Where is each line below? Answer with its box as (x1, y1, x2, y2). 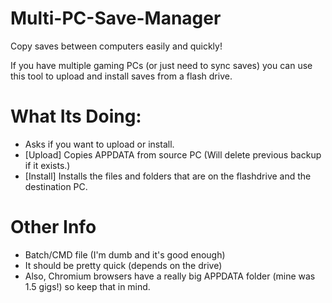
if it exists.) (24, 159, 71, 171)
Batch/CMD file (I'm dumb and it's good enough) (24, 248, 226, 261)
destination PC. (24, 180, 88, 192)
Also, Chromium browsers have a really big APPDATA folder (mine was (24, 270, 316, 282)
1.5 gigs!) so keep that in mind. (24, 280, 151, 292)
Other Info (10, 216, 97, 239)
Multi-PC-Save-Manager (10, 7, 222, 30)
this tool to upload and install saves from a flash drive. (10, 70, 233, 82)
